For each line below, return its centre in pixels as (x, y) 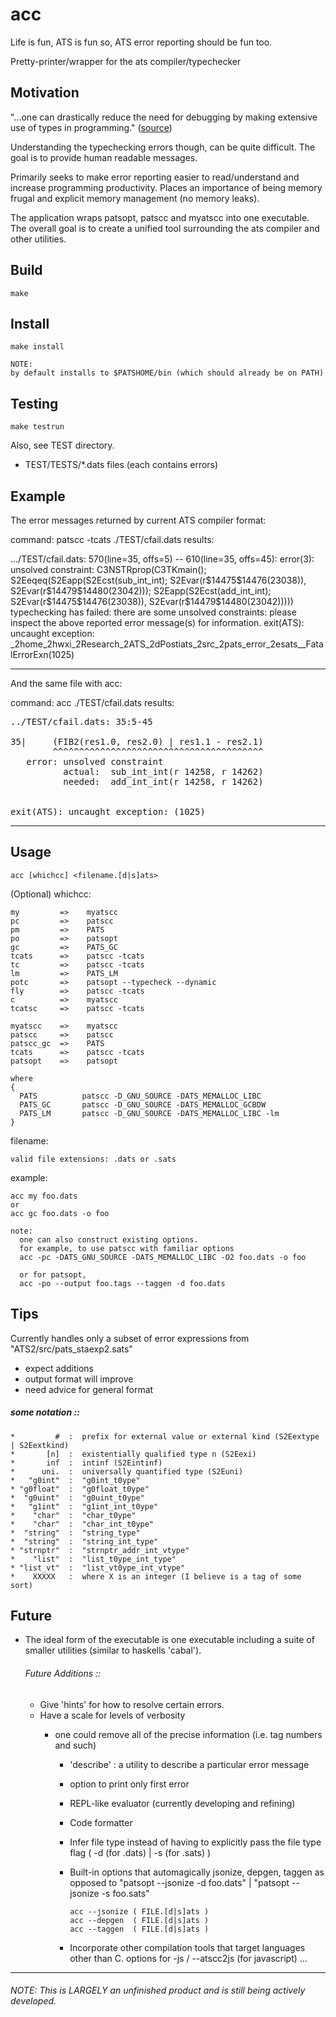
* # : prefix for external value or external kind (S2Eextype (165, 1436)
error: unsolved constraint (95, 761)
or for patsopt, (53, 1274)
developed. (33, 2001)
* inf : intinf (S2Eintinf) (86, 1463)
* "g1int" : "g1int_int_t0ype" (84, 1506)
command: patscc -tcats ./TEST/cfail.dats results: (112, 539)
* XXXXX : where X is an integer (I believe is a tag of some (156, 1576)
